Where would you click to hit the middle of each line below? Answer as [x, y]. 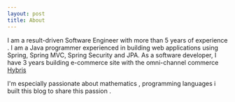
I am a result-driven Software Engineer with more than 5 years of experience [117, 40]
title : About [26, 20]
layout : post [26, 14]
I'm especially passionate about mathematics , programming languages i [112, 83]
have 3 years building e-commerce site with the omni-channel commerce [113, 62]
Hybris [17, 70]
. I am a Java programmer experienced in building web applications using [113, 48]
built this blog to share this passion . [59, 91]
